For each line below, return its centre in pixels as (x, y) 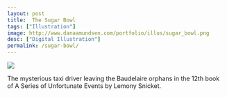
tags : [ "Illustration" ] (42, 26)
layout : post (26, 14)
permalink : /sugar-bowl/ (43, 46)
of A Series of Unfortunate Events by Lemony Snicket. (84, 86)
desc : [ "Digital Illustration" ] (54, 39)
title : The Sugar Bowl (42, 20)
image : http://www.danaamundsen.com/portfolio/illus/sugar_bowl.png (108, 33)
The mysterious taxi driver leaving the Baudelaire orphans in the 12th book (113, 78)
